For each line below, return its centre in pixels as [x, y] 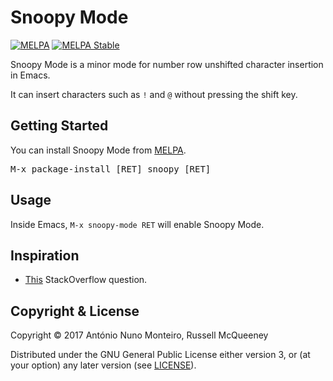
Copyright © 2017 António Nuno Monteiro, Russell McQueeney [139, 335]
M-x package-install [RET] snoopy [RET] [111, 169]
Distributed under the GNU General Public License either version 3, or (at [160, 355]
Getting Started [59, 126]
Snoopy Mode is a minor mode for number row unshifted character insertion [167, 64]
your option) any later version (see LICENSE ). [103, 365]
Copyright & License [75, 311]
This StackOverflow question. [86, 280]
